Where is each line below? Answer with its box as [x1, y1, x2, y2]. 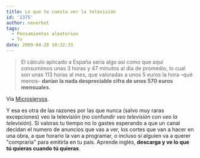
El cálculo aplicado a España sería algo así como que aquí [20, 58, 164, 66]
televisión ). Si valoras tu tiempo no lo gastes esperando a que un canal [6, 119, 180, 126]
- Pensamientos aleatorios [11, 31, 79, 37]
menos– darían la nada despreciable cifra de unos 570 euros [20, 77, 173, 84]
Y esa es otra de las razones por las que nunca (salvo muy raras [6, 107, 164, 114]
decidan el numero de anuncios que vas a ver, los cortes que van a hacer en [6, 126, 194, 133]
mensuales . [20, 83, 51, 91]
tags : [6, 25, 20, 32]
